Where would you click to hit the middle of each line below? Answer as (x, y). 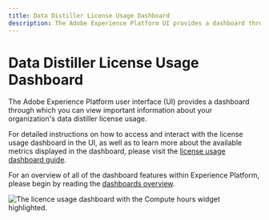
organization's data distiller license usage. (78, 119)
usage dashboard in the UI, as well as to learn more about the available (125, 143)
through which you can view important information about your (110, 110)
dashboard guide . (37, 160)
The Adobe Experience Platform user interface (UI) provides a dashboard (129, 102)
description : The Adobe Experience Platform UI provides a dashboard (127, 23)
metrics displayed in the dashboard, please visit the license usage (117, 151)
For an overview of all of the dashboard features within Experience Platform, (134, 175)
